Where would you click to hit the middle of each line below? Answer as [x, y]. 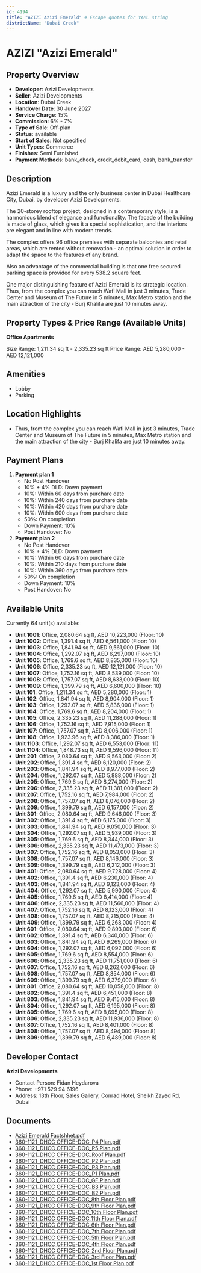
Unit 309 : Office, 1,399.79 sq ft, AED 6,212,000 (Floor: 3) [85, 865]
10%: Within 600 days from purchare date [76, 513]
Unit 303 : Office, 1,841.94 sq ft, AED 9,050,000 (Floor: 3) [85, 827]
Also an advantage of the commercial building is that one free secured [93, 267]
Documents [29, 1121]
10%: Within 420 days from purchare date [76, 507]
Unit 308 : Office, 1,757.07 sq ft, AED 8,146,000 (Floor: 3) [85, 859]
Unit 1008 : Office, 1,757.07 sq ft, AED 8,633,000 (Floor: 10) [88, 680]
